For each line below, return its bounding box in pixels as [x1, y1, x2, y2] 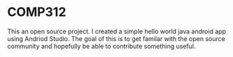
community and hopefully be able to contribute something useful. [7, 42, 196, 50]
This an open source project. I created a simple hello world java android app [7, 27, 226, 35]
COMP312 [7, 4, 66, 20]
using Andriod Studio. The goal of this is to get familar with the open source [7, 34, 225, 42]
